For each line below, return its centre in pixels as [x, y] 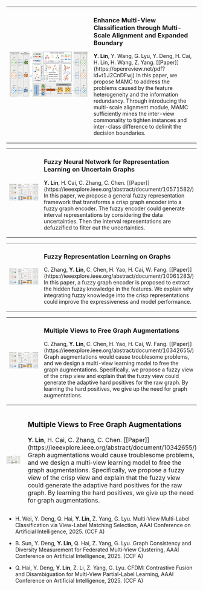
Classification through [127, 28]
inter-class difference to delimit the [137, 127]
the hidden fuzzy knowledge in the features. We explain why [118, 289]
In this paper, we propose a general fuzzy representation [114, 195]
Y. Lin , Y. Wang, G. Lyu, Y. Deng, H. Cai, [143, 56]
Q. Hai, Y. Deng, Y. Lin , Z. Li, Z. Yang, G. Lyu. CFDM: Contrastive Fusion [104, 568]
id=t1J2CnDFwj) [114, 75]
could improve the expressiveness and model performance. [118, 302]
